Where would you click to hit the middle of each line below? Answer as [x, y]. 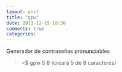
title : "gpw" [23, 17]
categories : [21, 34]
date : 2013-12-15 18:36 [36, 23]
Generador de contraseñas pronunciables [58, 51]
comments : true [25, 28]
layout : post [23, 12]
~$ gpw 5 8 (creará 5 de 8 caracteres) [69, 63]
